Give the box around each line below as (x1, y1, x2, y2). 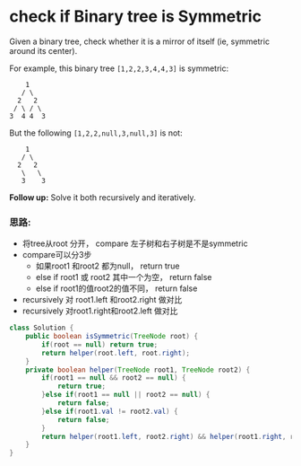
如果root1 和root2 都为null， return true (35, 260, 180, 271)
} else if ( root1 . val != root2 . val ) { (41, 407, 178, 416)
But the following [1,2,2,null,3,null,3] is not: (9, 127, 183, 138)
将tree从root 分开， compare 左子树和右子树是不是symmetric (21, 238, 248, 249)
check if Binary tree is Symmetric (9, 6, 262, 27)
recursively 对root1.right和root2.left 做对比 (21, 305, 178, 316)
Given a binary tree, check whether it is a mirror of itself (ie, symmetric (9, 36, 271, 47)
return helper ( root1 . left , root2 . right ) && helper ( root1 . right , (41, 432, 287, 441)
